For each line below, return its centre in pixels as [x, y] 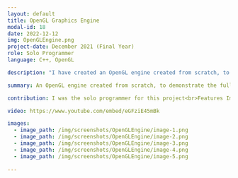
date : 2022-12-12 [33, 34]
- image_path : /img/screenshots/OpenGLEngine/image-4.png [101, 150]
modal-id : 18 [27, 27]
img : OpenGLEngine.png [41, 40]
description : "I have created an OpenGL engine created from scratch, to [119, 72]
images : [19, 124]
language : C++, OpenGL [41, 60]
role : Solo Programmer [41, 54]
